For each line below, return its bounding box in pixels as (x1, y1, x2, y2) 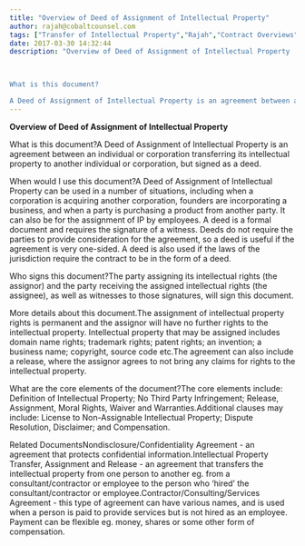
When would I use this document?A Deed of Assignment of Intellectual (9, 175, 273, 186)
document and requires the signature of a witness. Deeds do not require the (9, 223, 293, 234)
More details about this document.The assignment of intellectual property (9, 307, 285, 318)
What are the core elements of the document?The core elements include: (9, 382, 283, 393)
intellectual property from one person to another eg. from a (9, 468, 231, 479)
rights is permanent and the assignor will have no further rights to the (9, 317, 270, 328)
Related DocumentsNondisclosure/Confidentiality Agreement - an (9, 439, 255, 450)
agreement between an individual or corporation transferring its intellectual (9, 148, 290, 159)
